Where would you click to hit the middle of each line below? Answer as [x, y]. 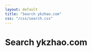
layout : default [21, 9]
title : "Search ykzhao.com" [33, 14]
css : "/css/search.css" [29, 18]
